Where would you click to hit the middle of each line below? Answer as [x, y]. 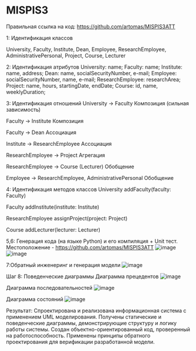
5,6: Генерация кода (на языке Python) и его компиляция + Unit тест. [92, 241]
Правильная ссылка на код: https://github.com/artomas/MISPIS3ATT [91, 26]
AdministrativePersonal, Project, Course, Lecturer [66, 55]
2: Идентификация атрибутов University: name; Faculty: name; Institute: [94, 67]
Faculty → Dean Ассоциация [41, 132]
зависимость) [23, 109]
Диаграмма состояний [35, 299]
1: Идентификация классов [40, 38]
